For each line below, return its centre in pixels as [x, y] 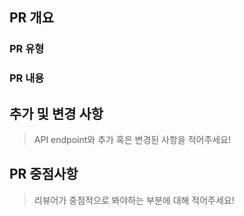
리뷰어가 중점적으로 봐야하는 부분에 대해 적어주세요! [134, 200]
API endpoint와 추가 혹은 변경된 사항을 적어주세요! [132, 140]
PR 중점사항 [44, 174]
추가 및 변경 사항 [56, 113]
